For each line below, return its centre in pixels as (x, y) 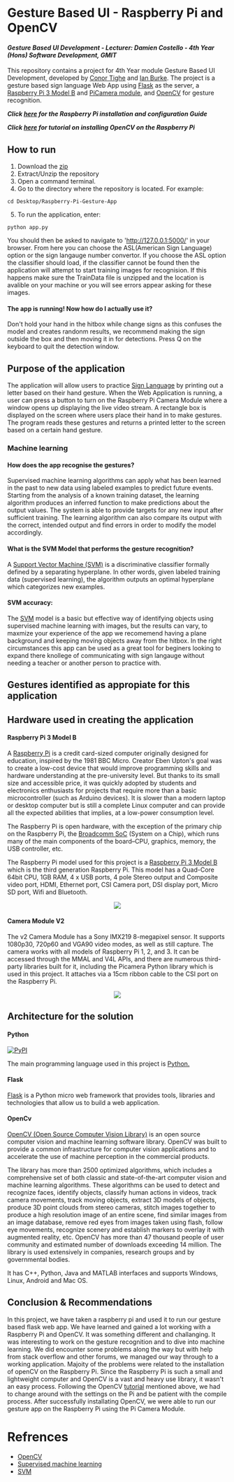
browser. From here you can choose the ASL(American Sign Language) (110, 248)
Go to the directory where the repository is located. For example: (110, 189)
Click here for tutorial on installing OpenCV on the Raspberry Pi (101, 128)
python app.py (28, 228)
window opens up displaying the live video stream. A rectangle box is (107, 408)
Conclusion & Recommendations (80, 1302)
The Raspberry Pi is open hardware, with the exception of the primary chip (115, 826)
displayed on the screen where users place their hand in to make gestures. (115, 416)
